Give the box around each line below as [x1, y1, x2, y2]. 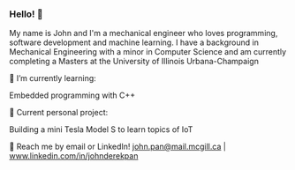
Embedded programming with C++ [9, 90, 136, 100]
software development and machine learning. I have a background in [9, 37, 259, 48]
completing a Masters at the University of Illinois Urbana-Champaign [9, 56, 259, 67]
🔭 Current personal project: [9, 107, 109, 118]
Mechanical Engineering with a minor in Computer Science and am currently [9, 47, 287, 57]
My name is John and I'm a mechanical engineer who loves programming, [9, 28, 278, 39]
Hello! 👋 [9, 8, 44, 20]
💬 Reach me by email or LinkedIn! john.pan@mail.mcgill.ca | [9, 141, 227, 152]
